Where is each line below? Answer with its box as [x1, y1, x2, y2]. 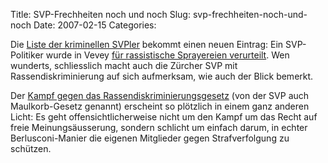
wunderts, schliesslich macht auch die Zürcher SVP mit [10, 60, 238, 71]
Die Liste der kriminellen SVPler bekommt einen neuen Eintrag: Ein [10, 39, 284, 50]
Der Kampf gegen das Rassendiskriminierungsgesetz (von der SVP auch [10, 90, 310, 101]
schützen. [10, 143, 52, 154]
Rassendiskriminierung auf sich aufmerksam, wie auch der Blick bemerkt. [10, 70, 314, 82]
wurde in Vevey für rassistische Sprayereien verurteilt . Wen [45, 49, 290, 61]
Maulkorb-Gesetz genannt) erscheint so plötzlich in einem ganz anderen [10, 100, 310, 112]
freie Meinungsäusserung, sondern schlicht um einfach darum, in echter [10, 122, 308, 133]
